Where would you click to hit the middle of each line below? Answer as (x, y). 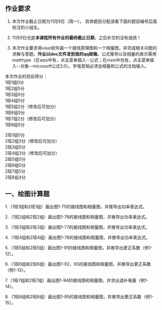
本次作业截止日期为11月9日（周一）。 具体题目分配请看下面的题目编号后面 (84, 21)
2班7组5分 (15, 171)
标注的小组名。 (27, 27)
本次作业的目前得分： (26, 76)
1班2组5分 (15, 88)
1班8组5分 (15, 124)
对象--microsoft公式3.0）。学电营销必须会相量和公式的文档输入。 (84, 66)
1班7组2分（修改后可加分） (32, 118)
